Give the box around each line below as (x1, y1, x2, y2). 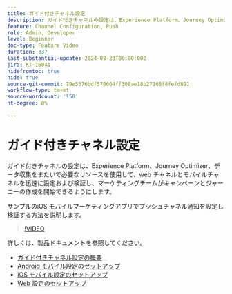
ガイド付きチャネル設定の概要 (17, 253, 102, 262)
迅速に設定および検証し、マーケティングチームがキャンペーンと (25, 178, 206, 187)
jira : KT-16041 (7, 61, 51, 68)
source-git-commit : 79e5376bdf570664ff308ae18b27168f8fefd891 (7, 81, 190, 87)
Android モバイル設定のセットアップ (17, 262, 121, 270)
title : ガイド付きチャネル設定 (7, 10, 86, 17)
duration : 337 (7, 49, 48, 56)
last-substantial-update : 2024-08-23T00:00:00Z (7, 55, 147, 62)
